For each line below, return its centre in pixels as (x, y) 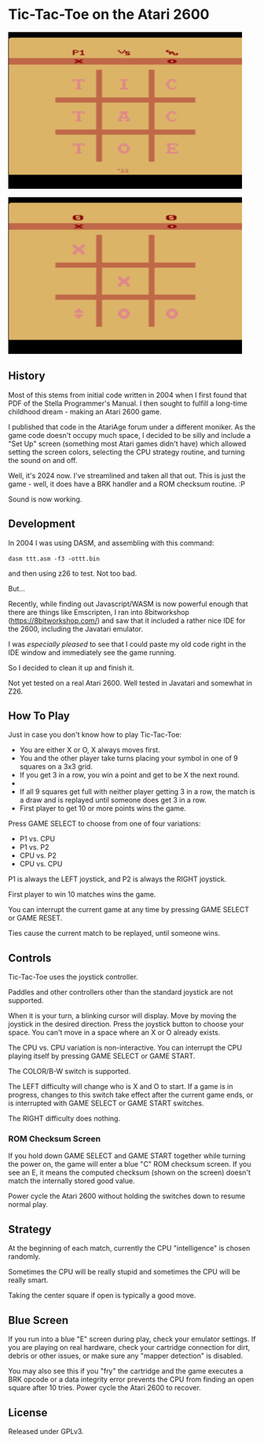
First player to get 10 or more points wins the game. (103, 808)
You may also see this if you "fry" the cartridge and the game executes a (126, 1371)
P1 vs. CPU (37, 839)
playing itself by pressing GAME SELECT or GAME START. (102, 1056)
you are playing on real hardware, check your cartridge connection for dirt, (129, 1348)
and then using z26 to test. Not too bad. (73, 573)
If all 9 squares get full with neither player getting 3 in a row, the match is (137, 792)
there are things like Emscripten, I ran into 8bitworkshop (99, 612)
